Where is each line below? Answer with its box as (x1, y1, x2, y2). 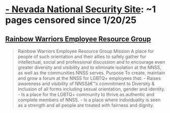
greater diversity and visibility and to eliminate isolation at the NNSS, (17, 65, 162, 70)
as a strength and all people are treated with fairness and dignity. (17, 102, 154, 108)
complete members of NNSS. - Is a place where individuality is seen (17, 97, 161, 103)
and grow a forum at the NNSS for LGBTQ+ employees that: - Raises (17, 75, 161, 81)
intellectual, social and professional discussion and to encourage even (17, 59, 165, 65)
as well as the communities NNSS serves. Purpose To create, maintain (17, 70, 165, 76)
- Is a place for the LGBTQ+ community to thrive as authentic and (17, 92, 155, 97)
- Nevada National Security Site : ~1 (5, 4, 156, 15)
